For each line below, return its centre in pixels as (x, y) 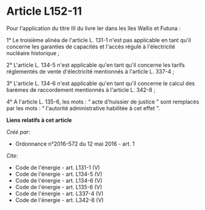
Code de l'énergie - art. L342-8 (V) (59, 200)
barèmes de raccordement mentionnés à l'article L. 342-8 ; (81, 89)
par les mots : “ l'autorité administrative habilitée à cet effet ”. (83, 108)
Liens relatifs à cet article (39, 120)
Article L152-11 (44, 11)
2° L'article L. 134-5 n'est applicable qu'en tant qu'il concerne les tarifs (96, 65)
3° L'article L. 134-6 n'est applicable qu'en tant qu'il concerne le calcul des (101, 83)
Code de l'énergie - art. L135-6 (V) (58, 187)
